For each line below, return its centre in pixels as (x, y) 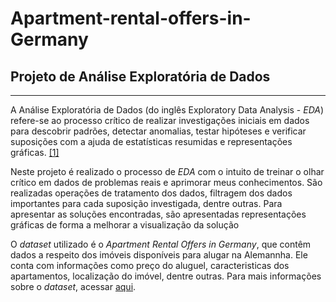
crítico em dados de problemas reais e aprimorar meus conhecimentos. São (166, 182)
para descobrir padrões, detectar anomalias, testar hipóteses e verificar (158, 131)
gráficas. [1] (35, 152)
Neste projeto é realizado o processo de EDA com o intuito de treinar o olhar (167, 171)
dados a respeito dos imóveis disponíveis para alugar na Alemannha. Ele (159, 255)
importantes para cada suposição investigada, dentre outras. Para (146, 203)
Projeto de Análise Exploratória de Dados (140, 76)
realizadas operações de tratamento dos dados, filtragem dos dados (151, 193)
